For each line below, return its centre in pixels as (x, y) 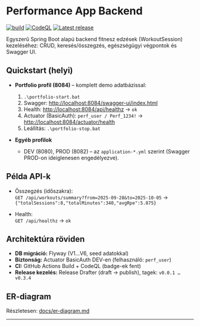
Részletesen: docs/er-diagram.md (48, 311)
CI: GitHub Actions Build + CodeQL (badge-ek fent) (78, 266)
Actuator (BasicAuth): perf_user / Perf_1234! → (83, 115)
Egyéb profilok (33, 140)
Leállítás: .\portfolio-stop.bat (62, 128)
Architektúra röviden (46, 239)
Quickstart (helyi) (40, 71)
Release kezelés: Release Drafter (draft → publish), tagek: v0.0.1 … (97, 272)
